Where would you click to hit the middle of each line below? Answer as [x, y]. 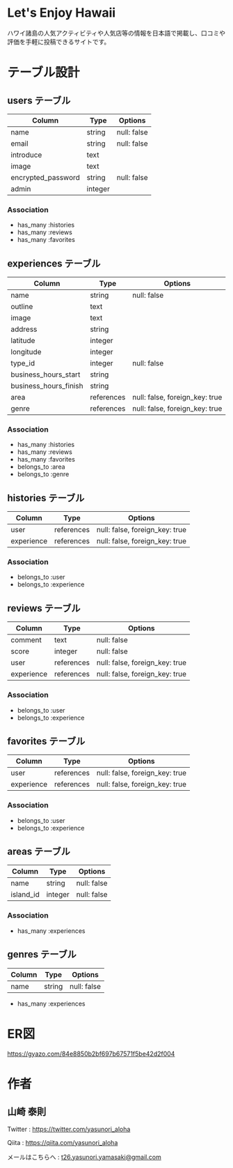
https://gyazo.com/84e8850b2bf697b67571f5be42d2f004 [91, 1054]
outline [22, 307]
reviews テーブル [44, 608]
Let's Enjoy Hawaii [62, 13]
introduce [26, 155]
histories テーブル [46, 498]
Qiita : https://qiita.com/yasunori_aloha [63, 1142]
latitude [23, 341]
